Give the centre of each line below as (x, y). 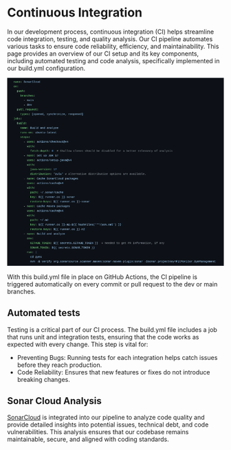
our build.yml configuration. (46, 68)
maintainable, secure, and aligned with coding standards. (88, 439)
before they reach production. (59, 365)
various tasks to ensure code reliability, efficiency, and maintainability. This (113, 46)
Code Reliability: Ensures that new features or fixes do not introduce (113, 372)
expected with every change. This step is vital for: (78, 344)
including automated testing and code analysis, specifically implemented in (113, 60)
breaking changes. (44, 379)
